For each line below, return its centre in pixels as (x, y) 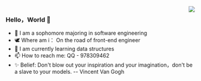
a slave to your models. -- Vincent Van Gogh (69, 72)
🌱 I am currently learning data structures (64, 49)
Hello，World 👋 (28, 19)
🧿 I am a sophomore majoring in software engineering (81, 33)
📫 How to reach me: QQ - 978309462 (62, 56)
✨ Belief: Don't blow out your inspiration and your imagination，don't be (103, 65)
